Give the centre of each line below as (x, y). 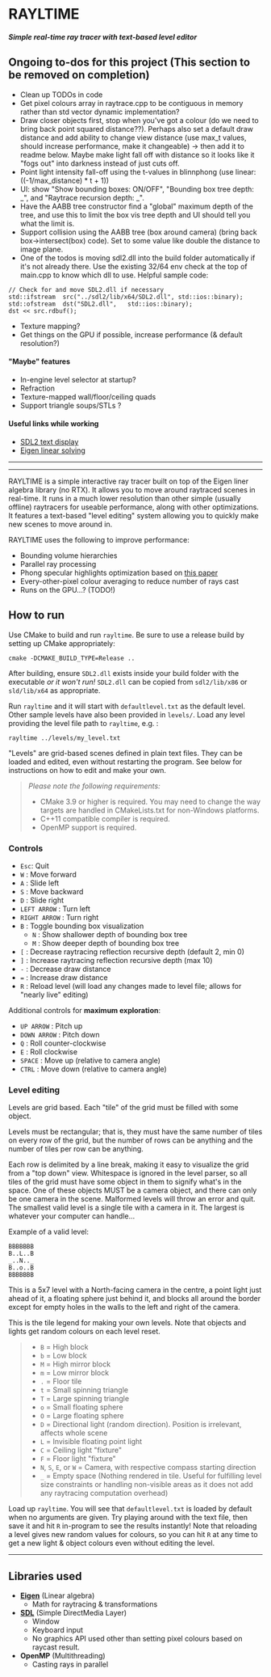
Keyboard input (57, 1630)
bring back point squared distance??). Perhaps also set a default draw (137, 129)
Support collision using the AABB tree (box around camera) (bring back (138, 232)
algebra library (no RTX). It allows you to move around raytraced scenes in (132, 490)
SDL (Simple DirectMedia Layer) (73, 1613)
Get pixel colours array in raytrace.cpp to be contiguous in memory (131, 103)
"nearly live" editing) (54, 995)
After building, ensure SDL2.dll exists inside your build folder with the (124, 673)
